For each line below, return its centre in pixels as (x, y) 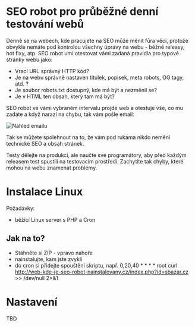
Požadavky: (21, 208)
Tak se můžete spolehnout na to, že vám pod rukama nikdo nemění (88, 137)
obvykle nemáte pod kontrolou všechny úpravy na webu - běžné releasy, (95, 47)
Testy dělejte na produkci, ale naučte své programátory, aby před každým (96, 155)
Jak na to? (26, 239)
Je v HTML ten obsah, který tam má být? (65, 96)
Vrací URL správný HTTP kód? (52, 71)
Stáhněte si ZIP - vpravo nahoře (54, 253)
